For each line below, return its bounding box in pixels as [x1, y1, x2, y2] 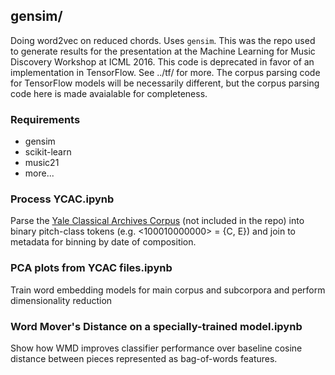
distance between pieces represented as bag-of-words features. [10, 353, 278, 364]
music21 [24, 157, 60, 169]
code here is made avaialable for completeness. [10, 87, 208, 99]
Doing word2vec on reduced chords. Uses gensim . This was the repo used [10, 34, 316, 46]
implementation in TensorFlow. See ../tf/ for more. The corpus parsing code [10, 66, 321, 78]
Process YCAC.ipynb [10, 192, 115, 206]
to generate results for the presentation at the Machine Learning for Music [10, 45, 316, 57]
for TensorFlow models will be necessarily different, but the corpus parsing [10, 77, 320, 89]
